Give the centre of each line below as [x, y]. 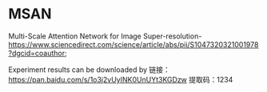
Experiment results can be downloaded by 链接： [89, 70]
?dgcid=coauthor [37, 53]
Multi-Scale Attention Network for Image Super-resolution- [105, 36]
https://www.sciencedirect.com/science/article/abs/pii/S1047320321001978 [133, 44]
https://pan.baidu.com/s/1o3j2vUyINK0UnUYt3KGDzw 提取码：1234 [121, 79]
